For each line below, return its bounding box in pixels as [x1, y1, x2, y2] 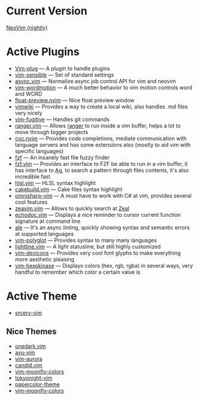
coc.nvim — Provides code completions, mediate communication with [14, 135, 187, 142]
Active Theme [6, 289, 78, 303]
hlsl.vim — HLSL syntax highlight [14, 179, 96, 186]
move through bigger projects [14, 128, 88, 135]
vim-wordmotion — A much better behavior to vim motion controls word [14, 84, 192, 91]
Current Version [6, 4, 88, 18]
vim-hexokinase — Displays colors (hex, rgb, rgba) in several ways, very [14, 262, 193, 269]
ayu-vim [14, 349, 36, 356]
